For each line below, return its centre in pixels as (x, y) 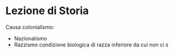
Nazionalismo (31, 38)
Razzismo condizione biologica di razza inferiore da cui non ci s (91, 45)
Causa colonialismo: (30, 27)
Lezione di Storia (47, 11)
